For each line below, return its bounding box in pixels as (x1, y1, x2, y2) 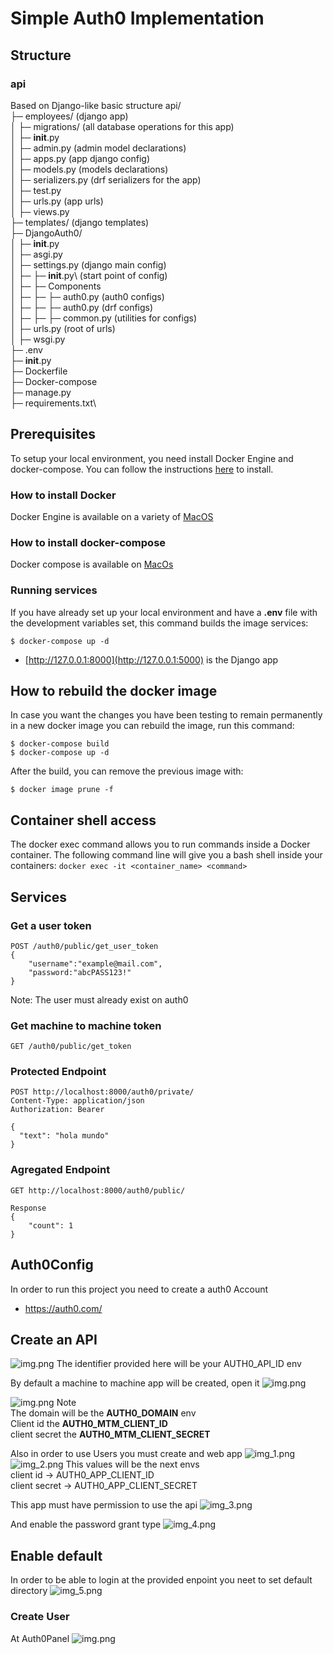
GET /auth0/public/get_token (10, 1042, 132, 1052)
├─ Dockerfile (10, 365, 68, 377)
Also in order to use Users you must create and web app (10, 1448, 243, 1460)
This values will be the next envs (65, 1458, 200, 1471)
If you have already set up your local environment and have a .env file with (10, 606, 318, 618)
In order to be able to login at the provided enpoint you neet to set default (10, 1574, 313, 1586)
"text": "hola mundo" (19, 1131, 110, 1141)
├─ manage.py (10, 386, 72, 398)
